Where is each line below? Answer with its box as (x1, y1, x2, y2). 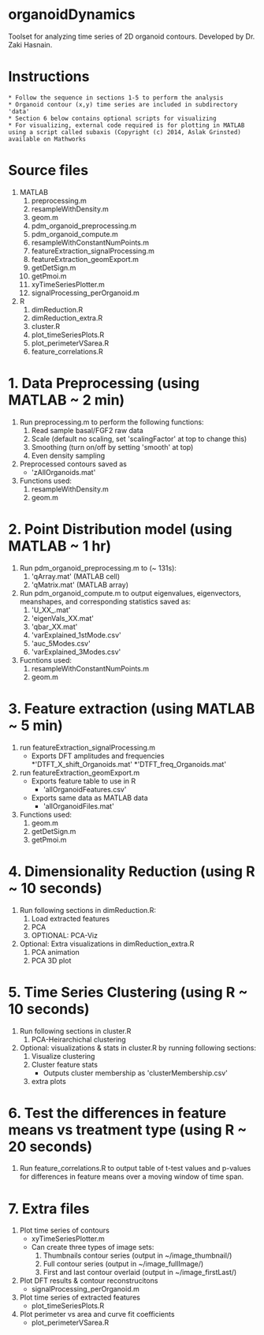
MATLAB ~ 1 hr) (8, 537, 112, 555)
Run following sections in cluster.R (19, 1026, 132, 1035)
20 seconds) (8, 1138, 93, 1155)
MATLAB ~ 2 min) (8, 391, 125, 409)
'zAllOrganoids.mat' (31, 467, 96, 477)
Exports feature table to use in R (31, 776, 136, 786)
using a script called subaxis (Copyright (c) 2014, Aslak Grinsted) (8, 128, 242, 136)
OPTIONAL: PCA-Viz (31, 930, 99, 940)
